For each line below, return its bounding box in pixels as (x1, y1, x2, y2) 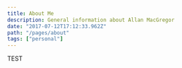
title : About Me (7, 10, 54, 17)
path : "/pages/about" (7, 29, 70, 36)
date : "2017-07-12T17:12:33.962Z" (7, 23, 107, 30)
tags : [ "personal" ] (7, 36, 64, 43)
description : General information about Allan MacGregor (7, 16, 175, 23)
